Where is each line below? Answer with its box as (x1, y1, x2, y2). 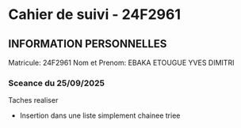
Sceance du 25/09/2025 (8, 77, 105, 88)
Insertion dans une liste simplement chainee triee (19, 111, 181, 120)
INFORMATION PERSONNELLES (8, 37, 167, 51)
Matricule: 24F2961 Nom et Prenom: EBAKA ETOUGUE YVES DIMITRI (8, 58, 235, 67)
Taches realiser (8, 96, 59, 105)
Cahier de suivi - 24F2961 (8, 6, 181, 24)
